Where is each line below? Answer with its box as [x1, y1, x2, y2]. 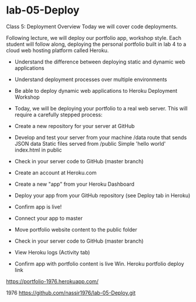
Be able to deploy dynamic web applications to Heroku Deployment [14, 87, 178, 94]
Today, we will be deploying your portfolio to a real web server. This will [14, 105, 188, 112]
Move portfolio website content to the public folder [14, 226, 137, 233]
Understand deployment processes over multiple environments [14, 76, 167, 83]
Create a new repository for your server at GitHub [14, 122, 135, 129]
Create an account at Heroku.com [14, 169, 97, 176]
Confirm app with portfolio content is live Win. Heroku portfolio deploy [14, 260, 184, 267]
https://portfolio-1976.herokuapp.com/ [6, 277, 99, 285]
